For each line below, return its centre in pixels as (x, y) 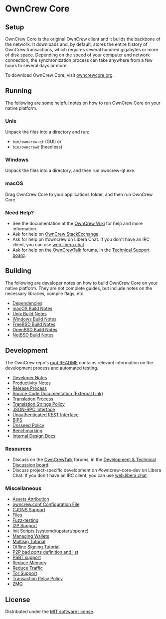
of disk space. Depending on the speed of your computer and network (78, 55)
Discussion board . (31, 464)
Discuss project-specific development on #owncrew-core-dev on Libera (87, 470)
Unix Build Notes (30, 313)
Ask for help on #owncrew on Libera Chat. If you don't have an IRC (81, 239)
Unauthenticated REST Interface (45, 415)
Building (18, 271)
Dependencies (27, 303)
